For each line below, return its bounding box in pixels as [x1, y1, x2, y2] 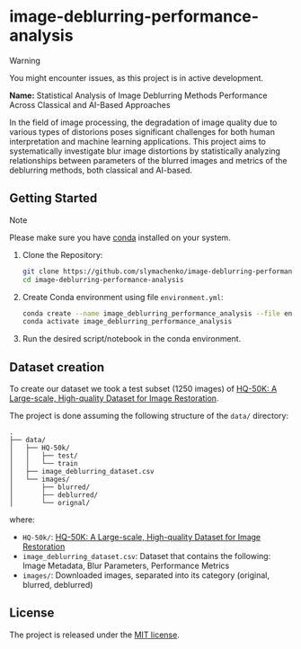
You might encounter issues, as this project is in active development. [9, 72, 263, 83]
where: [9, 514, 36, 525]
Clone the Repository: [22, 249, 103, 260]
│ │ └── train [9, 459, 78, 468]
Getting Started [9, 191, 98, 206]
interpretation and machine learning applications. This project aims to [9, 136, 267, 147]
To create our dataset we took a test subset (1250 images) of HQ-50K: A [9, 384, 278, 395]
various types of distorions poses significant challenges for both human [9, 126, 276, 137]
